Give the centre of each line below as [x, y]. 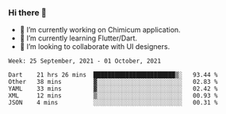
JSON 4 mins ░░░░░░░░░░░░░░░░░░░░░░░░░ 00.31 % [113, 103]
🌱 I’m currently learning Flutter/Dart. [78, 38]
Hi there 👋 [28, 13]
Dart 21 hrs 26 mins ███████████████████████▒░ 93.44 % [113, 75]
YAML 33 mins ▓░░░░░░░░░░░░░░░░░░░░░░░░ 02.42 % [113, 89]
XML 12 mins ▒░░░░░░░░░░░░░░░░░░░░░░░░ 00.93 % [113, 96]
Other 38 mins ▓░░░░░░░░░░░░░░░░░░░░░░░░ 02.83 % [113, 82]
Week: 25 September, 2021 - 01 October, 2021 [84, 61]
